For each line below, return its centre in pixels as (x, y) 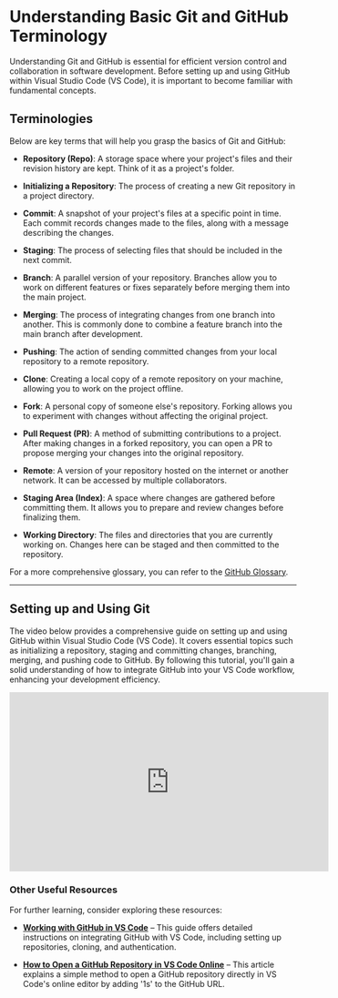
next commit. (47, 260)
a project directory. (58, 195)
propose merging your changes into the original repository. (133, 453)
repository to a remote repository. (86, 361)
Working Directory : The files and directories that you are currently (148, 535)
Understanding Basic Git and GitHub (149, 17)
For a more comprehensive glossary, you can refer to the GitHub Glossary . (149, 572)
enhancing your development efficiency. (85, 679)
